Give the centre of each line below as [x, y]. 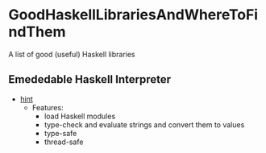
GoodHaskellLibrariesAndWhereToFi [133, 15]
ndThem [37, 32]
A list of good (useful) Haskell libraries [72, 54]
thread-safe [64, 142]
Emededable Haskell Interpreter [90, 79]
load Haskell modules [80, 116]
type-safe [60, 133]
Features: [48, 107]
